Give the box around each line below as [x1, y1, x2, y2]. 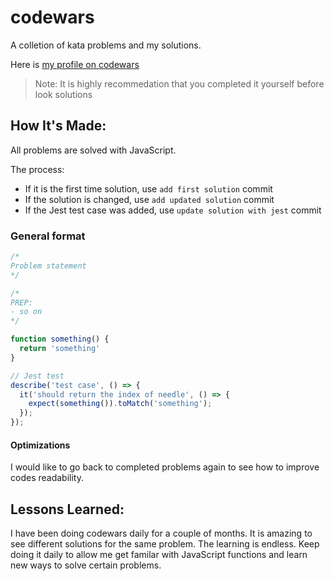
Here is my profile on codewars [10, 58, 140, 70]
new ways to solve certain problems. [10, 559, 162, 571]
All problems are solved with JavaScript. [10, 144, 177, 156]
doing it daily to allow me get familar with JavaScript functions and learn [10, 549, 308, 561]
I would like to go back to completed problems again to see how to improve [10, 461, 320, 473]
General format [10, 229, 86, 243]
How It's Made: [10, 117, 107, 135]
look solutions [34, 88, 93, 100]
